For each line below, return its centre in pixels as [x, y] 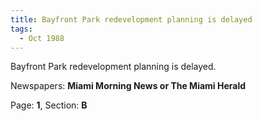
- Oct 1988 [42, 38]
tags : [21, 29]
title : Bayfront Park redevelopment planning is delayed [131, 19]
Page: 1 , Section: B [49, 105]
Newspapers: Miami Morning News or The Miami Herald [128, 86]
